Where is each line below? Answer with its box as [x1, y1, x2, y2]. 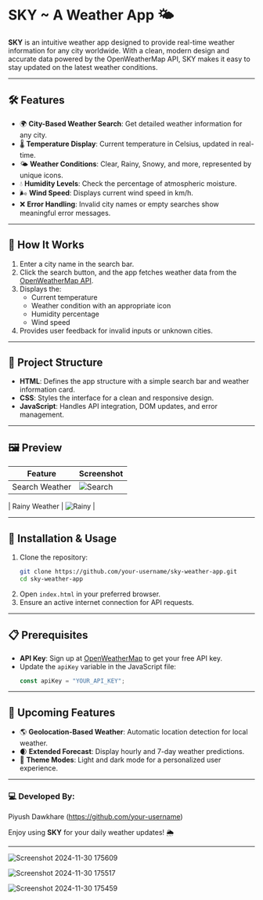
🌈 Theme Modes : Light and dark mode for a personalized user [19, 755, 222, 765]
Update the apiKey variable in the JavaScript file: [19, 661, 176, 671]
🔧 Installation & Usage [8, 531, 117, 545]
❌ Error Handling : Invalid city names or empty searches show [19, 199, 219, 209]
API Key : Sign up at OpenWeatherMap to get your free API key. [19, 653, 223, 663]
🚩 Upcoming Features [8, 705, 116, 719]
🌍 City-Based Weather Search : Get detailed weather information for [19, 118, 243, 128]
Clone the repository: [19, 552, 88, 562]
